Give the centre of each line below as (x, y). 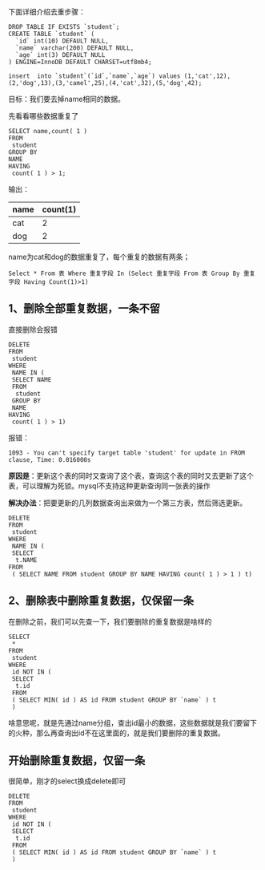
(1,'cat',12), (207, 76)
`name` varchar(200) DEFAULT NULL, (75, 48)
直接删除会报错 (33, 329)
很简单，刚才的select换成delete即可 (67, 781)
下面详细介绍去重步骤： (47, 12)
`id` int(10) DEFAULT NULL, (62, 41)
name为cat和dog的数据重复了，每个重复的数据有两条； (99, 257)
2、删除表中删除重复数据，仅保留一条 (101, 601)
